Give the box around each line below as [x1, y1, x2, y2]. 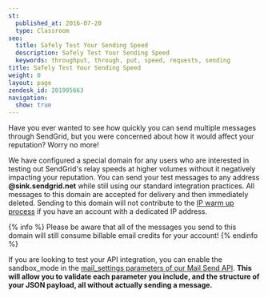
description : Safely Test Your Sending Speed [15, 49, 170, 57]
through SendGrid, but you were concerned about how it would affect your [8, 131, 254, 141]
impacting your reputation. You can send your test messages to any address [8, 173, 260, 183]
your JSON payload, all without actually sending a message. [8, 280, 213, 290]
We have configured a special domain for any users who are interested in [8, 155, 250, 165]
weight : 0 [8, 71, 42, 79]
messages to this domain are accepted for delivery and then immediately [8, 190, 249, 199]
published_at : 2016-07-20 [15, 19, 102, 27]
